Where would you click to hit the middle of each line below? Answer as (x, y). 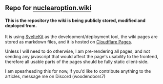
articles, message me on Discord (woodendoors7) (55, 76)
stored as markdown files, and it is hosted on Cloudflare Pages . (69, 42)
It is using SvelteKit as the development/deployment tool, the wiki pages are (81, 37)
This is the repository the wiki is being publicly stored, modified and (75, 20)
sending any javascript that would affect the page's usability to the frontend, (82, 56)
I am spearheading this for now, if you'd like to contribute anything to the (78, 71)
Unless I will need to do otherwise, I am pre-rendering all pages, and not (78, 51)
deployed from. (21, 25)
